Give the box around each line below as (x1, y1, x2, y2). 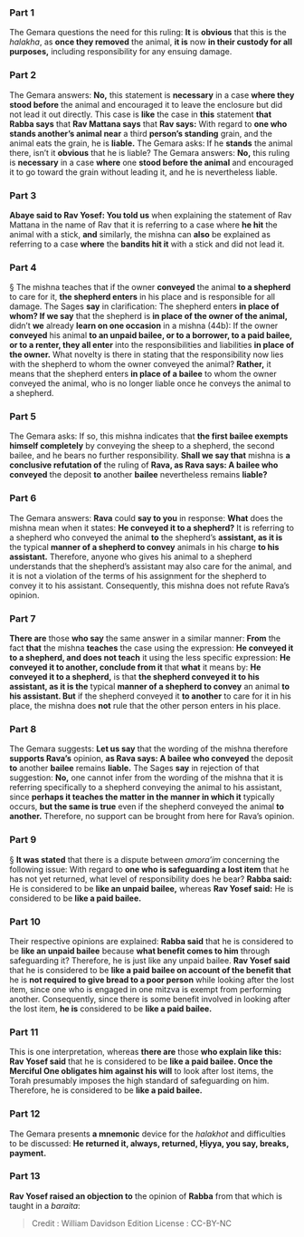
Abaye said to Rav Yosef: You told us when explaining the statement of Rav (9, 209, 292, 220)
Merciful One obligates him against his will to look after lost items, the (9, 1066, 274, 1077)
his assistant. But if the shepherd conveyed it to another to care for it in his (9, 691, 291, 701)
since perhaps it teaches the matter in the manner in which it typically (9, 791, 275, 803)
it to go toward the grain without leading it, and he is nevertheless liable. (9, 166, 278, 178)
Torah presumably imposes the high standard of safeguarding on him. (9, 1076, 270, 1087)
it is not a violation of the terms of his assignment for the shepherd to (9, 570, 267, 581)
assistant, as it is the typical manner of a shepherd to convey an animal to (9, 681, 290, 692)
